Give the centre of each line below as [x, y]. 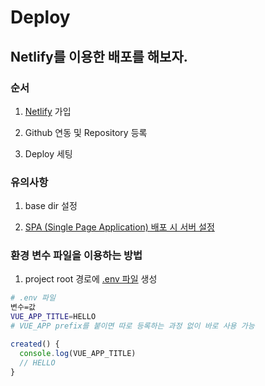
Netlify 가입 [48, 111]
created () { [35, 344]
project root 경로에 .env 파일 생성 [91, 279]
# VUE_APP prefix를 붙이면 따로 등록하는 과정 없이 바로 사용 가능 [132, 326]
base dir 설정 [51, 206]
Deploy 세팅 [48, 153]
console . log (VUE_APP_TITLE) [78, 353]
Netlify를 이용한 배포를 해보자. [99, 56]
